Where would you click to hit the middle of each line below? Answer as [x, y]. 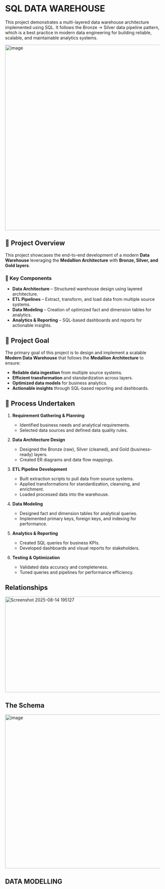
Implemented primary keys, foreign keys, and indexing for [78, 518]
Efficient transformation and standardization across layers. [73, 377]
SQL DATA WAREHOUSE [55, 9]
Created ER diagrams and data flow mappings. [67, 459]
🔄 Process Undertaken [40, 404]
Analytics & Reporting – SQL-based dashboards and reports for [77, 320]
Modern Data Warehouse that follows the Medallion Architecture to [74, 358]
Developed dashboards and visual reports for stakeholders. [80, 548]
